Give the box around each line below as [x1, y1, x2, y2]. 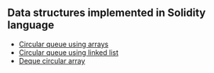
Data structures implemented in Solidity [7, 6, 206, 20]
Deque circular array [18, 56, 85, 65]
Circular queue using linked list [18, 47, 119, 57]
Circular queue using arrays [18, 39, 109, 49]
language [7, 19, 55, 32]
